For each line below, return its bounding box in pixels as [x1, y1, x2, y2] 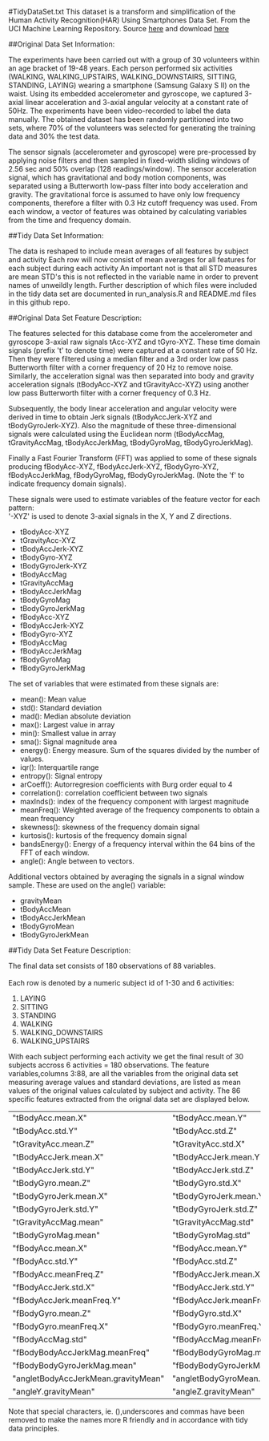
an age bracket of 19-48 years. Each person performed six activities [8, 63, 233, 73]
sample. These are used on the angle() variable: [8, 880, 167, 889]
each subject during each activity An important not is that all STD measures [8, 264, 258, 273]
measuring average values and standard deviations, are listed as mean [8, 1078, 242, 1087]
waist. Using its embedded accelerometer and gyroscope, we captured [8, 89, 243, 99]
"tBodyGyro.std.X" [171, 1178, 242, 1188]
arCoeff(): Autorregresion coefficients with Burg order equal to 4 [19, 779, 233, 789]
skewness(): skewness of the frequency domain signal [19, 822, 200, 832]
